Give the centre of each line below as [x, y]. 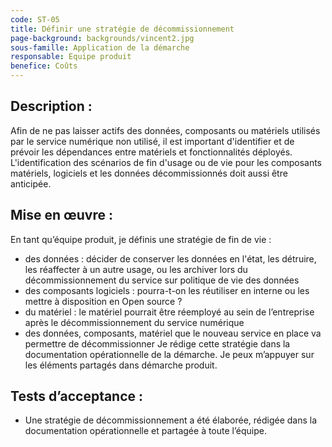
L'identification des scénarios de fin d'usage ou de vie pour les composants [166, 162]
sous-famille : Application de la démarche [100, 47]
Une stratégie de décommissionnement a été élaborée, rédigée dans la [171, 420]
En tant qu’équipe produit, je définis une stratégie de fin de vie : [141, 239]
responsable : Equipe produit [71, 57]
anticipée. [31, 183]
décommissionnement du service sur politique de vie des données [162, 280]
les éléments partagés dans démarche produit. [121, 365]
